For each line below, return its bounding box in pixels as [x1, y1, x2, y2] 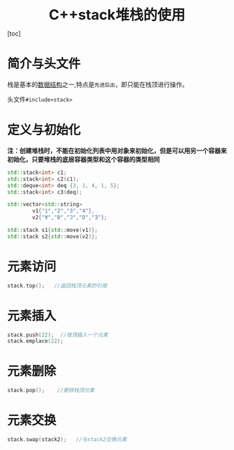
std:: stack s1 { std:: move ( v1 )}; [7, 226, 98, 233]
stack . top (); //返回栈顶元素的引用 [7, 282, 107, 289]
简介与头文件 [7, 56, 81, 72]
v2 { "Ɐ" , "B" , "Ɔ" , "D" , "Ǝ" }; [32, 214, 108, 222]
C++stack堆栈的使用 [48, 6, 186, 24]
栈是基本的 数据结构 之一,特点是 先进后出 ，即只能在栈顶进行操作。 [7, 80, 189, 88]
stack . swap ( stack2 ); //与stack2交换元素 [7, 436, 127, 443]
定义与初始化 [7, 122, 81, 138]
